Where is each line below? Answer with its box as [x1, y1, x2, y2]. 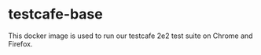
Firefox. [8, 39, 33, 48]
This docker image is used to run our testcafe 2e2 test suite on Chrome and [8, 31, 253, 40]
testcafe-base [8, 5, 104, 23]
